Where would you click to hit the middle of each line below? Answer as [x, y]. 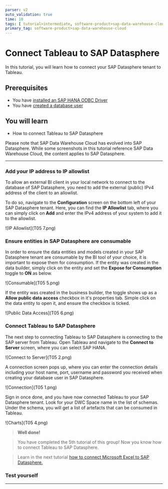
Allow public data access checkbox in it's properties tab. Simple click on [80, 298]
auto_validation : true [29, 15]
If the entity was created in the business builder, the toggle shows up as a [81, 293]
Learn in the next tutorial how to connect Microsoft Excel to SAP [83, 457]
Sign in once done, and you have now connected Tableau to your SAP [77, 397]
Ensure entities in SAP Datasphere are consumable [68, 241]
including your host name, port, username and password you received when [84, 372]
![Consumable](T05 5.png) [32, 283]
